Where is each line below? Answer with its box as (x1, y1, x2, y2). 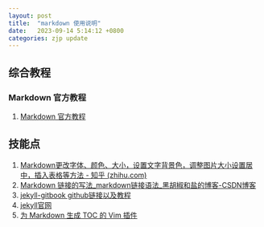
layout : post (8, 11, 52, 20)
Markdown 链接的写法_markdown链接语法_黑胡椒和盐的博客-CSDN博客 (19, 180, 257, 189)
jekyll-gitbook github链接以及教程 (19, 190, 131, 200)
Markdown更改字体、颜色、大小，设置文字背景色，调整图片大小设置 (19, 160, 246, 169)
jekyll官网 (19, 200, 52, 209)
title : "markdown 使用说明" (8, 19, 101, 27)
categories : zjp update (8, 34, 89, 43)
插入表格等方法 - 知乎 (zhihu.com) (34, 170, 147, 180)
